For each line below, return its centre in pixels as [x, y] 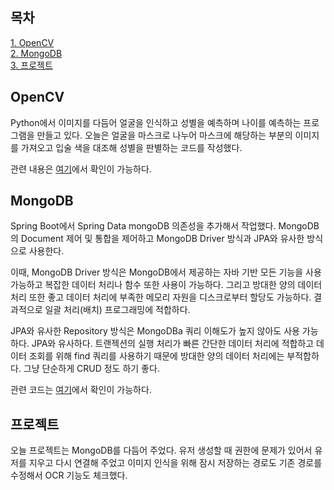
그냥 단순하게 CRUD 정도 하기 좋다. [91, 369]
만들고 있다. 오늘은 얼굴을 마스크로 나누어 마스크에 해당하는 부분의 [164, 135]
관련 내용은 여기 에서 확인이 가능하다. [81, 169]
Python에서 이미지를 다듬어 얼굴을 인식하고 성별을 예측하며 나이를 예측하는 [156, 122]
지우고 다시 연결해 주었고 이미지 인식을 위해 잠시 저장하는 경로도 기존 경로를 [175, 463]
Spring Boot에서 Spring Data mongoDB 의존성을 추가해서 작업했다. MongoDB [165, 226]
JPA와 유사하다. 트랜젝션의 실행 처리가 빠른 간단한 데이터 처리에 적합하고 [173, 344]
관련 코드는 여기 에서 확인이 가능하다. [81, 390]
